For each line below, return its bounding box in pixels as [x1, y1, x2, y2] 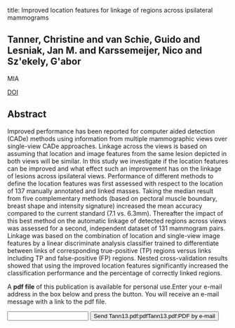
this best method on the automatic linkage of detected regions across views [7, 216, 227, 225]
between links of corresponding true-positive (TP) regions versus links [7, 246, 212, 255]
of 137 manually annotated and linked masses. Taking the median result [7, 186, 214, 195]
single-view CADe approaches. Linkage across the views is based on [7, 142, 207, 150]
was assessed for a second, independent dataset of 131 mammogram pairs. [7, 224, 226, 232]
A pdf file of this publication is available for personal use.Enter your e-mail [7, 282, 222, 291]
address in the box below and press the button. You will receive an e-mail [7, 289, 220, 298]
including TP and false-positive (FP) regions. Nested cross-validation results [7, 254, 228, 262]
